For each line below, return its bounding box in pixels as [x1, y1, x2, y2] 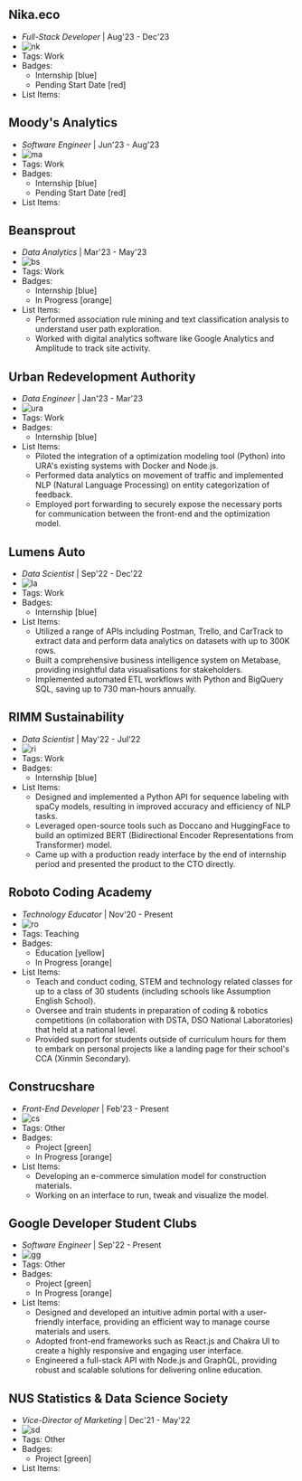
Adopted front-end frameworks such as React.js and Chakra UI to [34, 1335, 280, 1346]
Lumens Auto [8, 544, 86, 560]
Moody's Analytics [8, 115, 118, 130]
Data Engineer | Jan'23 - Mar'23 [21, 393, 144, 404]
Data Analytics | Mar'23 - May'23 [21, 247, 147, 258]
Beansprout [8, 223, 76, 239]
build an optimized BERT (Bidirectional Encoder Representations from [34, 829, 294, 840]
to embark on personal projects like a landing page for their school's [34, 1043, 290, 1054]
